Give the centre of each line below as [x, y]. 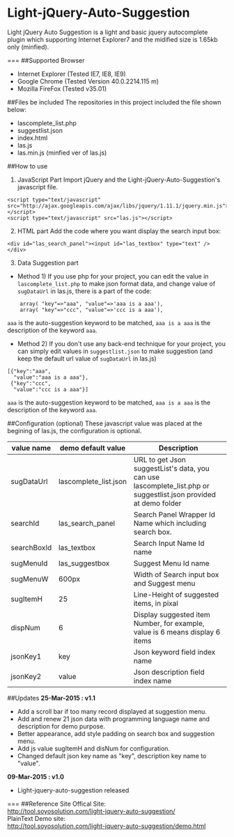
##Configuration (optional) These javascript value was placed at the [105, 423]
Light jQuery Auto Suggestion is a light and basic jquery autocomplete [108, 32]
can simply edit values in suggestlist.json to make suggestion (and [115, 351]
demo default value [93, 448]
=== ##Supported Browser [46, 60]
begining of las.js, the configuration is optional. [75, 430]
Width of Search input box [176, 574]
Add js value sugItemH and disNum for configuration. [94, 748]
